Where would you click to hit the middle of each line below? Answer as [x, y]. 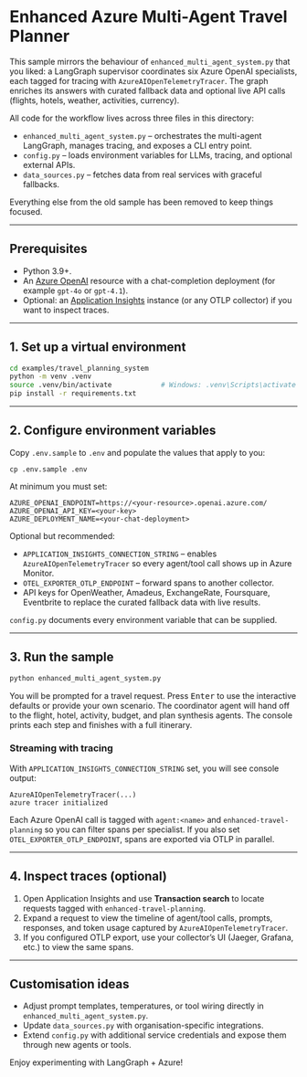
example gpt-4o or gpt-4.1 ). [75, 290]
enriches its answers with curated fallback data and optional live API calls [148, 90]
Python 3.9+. [47, 270]
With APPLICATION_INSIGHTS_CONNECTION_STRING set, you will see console [144, 768]
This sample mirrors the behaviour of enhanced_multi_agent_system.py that [150, 61]
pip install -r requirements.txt [73, 394]
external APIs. [49, 164]
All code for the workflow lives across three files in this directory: [132, 118]
